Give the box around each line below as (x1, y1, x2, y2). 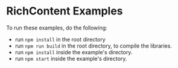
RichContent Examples (6, 4, 123, 18)
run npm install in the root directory (14, 36, 106, 43)
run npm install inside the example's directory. (14, 48, 133, 55)
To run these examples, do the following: (6, 24, 107, 31)
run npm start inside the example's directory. (14, 55, 127, 62)
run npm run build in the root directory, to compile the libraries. (14, 42, 172, 49)
